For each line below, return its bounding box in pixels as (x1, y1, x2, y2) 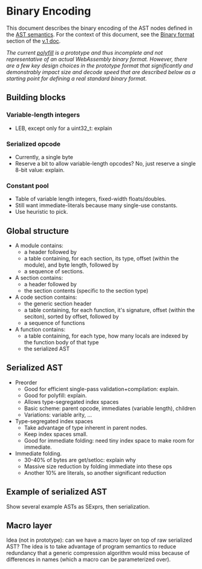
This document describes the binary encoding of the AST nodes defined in (6, 24, 193, 32)
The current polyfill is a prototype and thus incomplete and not (6, 49, 163, 56)
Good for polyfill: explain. (24, 392, 87, 399)
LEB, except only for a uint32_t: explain (15, 124, 112, 132)
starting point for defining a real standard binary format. (6, 75, 147, 82)
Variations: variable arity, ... (24, 411, 93, 418)
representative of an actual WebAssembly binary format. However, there (6, 55, 187, 63)
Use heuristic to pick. (15, 208, 68, 216)
